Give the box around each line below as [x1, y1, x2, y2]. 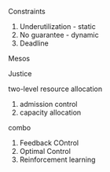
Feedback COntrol [19, 138, 79, 148]
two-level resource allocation [8, 84, 103, 93]
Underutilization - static [19, 22, 96, 31]
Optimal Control [19, 147, 71, 156]
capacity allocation [19, 108, 82, 117]
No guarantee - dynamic [19, 31, 100, 39]
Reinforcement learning [19, 155, 96, 164]
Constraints [8, 7, 46, 16]
